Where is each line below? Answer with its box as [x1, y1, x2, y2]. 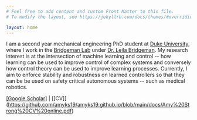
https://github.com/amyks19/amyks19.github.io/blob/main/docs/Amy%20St [8, 101, 190, 108]
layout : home [6, 24, 38, 30]
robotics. [6, 84, 28, 91]
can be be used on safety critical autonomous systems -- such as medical [6, 77, 185, 84]
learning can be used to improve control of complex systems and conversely [6, 59, 191, 66]
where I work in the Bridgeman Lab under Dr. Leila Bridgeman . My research [6, 47, 188, 54]
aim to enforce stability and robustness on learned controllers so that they [6, 71, 185, 79]
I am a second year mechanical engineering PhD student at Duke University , [6, 40, 190, 47]
